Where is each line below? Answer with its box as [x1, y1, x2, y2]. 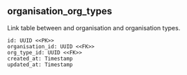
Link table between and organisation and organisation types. [7, 23, 181, 32]
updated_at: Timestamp [7, 61, 73, 68]
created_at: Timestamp [7, 55, 73, 62]
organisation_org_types [7, 6, 113, 17]
